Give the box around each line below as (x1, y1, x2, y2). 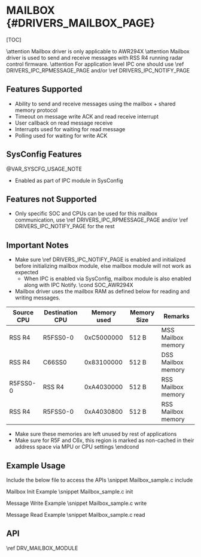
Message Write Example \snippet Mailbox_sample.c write (6, 500, 147, 507)
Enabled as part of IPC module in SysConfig (14, 177, 124, 184)
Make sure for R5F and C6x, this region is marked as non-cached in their (14, 437, 194, 444)
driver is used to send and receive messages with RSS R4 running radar (6, 54, 184, 61)
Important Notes (6, 240, 69, 250)
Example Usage (6, 461, 66, 471)
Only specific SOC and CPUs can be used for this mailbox (14, 210, 157, 217)
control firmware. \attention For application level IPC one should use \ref (6, 60, 184, 68)
